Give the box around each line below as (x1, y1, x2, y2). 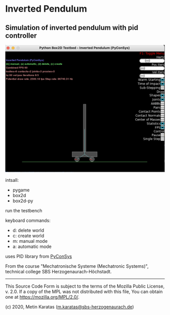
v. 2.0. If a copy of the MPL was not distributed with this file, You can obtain (5, 289, 163, 295)
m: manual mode (12, 238, 48, 244)
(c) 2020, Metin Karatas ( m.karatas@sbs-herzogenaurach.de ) (5, 304, 134, 310)
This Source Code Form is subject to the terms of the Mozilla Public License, (5, 283, 165, 290)
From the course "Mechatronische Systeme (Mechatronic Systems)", (5, 263, 149, 269)
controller (5, 31, 37, 40)
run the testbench (5, 208, 42, 214)
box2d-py (12, 198, 33, 204)
